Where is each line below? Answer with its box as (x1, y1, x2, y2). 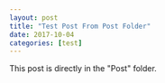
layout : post (9, 13, 59, 23)
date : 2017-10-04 (9, 30, 75, 39)
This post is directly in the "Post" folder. (9, 63, 158, 74)
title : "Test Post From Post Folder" (9, 22, 151, 31)
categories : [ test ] (9, 38, 83, 48)
